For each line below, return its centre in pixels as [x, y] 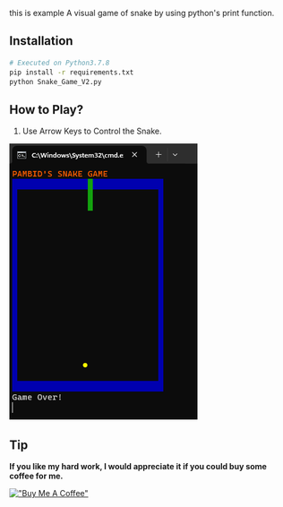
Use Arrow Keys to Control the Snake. [92, 131]
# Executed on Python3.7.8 [60, 63]
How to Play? [46, 110]
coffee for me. [36, 476]
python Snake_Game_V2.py [56, 82]
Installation [41, 41]
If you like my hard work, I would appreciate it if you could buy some [138, 467]
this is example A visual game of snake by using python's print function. [142, 13]
